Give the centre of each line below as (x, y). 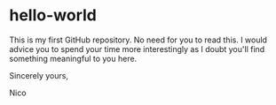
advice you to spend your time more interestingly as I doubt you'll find (137, 49)
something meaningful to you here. (73, 58)
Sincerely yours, (39, 75)
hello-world (53, 15)
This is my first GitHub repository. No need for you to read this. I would (138, 40)
